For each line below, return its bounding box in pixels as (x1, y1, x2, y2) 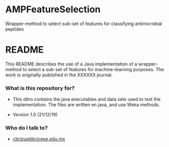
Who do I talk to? (5, 124, 48, 132)
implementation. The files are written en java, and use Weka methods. (12, 101, 160, 108)
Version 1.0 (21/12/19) (12, 112, 58, 118)
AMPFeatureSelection (5, 4, 101, 15)
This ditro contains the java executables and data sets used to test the (12, 96, 161, 102)
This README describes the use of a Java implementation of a (5, 60, 137, 67)
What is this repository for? (5, 85, 75, 92)
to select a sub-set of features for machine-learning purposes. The (23, 66, 164, 72)
